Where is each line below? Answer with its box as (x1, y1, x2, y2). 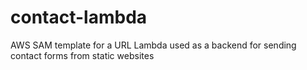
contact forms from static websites (10, 49, 155, 61)
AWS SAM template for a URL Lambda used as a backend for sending (10, 39, 297, 51)
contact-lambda (10, 6, 148, 29)
